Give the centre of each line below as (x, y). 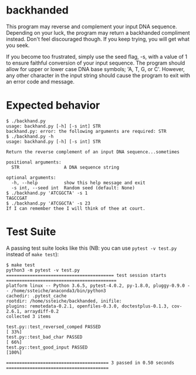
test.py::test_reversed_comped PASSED (53, 327)
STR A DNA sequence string (65, 167)
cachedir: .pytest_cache (36, 296)
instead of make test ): (33, 254)
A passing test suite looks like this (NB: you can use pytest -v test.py (92, 248)
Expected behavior (53, 106)
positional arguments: (34, 162)
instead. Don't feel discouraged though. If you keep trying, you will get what (98, 39)
